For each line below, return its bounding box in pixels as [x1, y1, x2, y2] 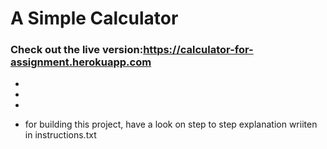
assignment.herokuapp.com [10, 55, 152, 69]
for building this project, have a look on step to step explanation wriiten [24, 118, 318, 131]
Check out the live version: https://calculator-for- [10, 43, 254, 57]
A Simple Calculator [10, 7, 179, 30]
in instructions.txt [24, 129, 97, 141]
